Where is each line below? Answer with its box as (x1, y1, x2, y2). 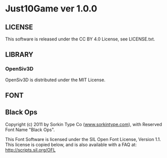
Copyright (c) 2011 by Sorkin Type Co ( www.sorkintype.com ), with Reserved (5, 121, 162, 127)
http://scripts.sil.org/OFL (5, 147, 56, 153)
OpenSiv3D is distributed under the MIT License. (5, 77, 106, 83)
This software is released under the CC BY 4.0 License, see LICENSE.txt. (5, 36, 155, 42)
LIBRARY (5, 50, 33, 59)
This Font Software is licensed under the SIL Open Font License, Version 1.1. (5, 136, 161, 142)
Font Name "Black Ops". (5, 127, 55, 133)
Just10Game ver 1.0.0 (5, 3, 97, 14)
